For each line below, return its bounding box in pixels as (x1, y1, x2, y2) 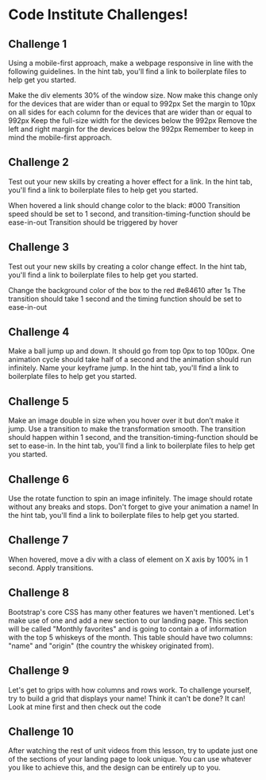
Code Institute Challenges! (8, 6, 188, 24)
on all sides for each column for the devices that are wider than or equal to (8, 107, 253, 117)
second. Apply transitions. (8, 562, 94, 573)
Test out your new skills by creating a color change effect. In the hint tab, (8, 261, 247, 271)
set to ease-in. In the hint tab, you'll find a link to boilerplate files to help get (8, 441, 256, 450)
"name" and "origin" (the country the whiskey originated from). (8, 641, 214, 651)
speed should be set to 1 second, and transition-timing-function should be (8, 209, 251, 218)
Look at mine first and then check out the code (8, 701, 161, 712)
